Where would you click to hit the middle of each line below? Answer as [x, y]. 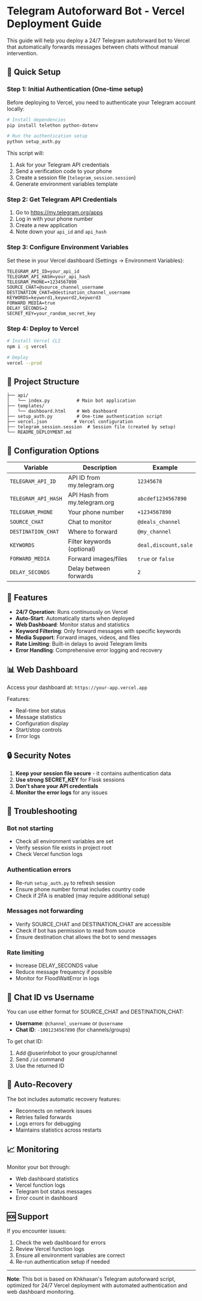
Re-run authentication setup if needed [63, 1262]
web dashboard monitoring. [41, 1292]
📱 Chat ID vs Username [51, 997]
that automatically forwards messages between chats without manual [93, 47]
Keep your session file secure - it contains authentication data [93, 773]
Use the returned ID [40, 1066]
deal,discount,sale [165, 545]
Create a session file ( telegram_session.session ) [76, 178]
